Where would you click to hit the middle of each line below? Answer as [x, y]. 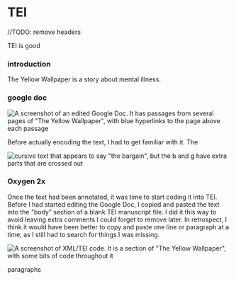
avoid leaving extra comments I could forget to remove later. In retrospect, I [117, 219]
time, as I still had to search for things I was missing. [84, 234]
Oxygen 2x [27, 181]
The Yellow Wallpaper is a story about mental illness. [84, 79]
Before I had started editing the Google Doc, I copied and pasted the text [113, 204]
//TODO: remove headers [44, 32]
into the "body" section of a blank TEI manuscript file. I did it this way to [112, 212]
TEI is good [24, 45]
